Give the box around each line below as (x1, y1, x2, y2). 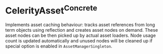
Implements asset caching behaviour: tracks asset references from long (5, 22, 155, 28)
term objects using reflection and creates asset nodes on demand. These (5, 27, 158, 33)
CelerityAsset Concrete (5, 3, 98, 17)
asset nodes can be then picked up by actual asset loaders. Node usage (5, 32, 156, 38)
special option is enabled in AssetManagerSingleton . (5, 43, 112, 49)
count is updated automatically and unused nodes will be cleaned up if (5, 38, 153, 44)
